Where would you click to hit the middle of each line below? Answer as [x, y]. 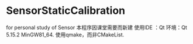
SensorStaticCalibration [66, 11]
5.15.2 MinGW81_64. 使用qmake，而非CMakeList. [65, 34]
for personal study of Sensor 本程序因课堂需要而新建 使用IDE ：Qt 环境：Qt [96, 27]
